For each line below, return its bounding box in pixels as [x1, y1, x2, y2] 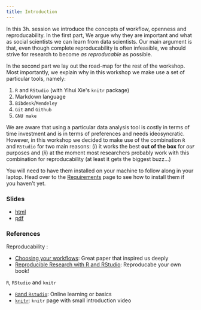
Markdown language [14, 93, 66, 100]
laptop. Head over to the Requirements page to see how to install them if [6, 173, 185, 180]
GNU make [14, 113, 37, 119]
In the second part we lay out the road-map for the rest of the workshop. [6, 62, 185, 69]
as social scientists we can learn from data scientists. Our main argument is [6, 38, 193, 45]
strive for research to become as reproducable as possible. [6, 50, 153, 57]
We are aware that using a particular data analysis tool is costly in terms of [6, 123, 190, 130]
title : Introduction [6, 8, 58, 15]
